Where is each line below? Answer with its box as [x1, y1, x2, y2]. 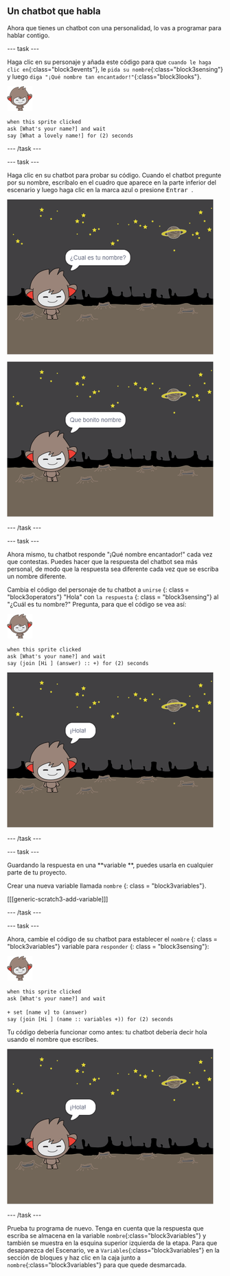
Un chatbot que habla [7, 6, 101, 17]
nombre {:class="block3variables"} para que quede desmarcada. [7, 1260, 187, 1269]
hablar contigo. [7, 31, 50, 39]
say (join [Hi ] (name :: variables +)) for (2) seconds [7, 1016, 174, 1023]
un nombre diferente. [7, 572, 67, 581]
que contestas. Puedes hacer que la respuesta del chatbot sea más [7, 557, 198, 565]
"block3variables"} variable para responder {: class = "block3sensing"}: [7, 942, 209, 950]
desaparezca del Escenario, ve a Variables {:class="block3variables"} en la [7, 1246, 220, 1254]
